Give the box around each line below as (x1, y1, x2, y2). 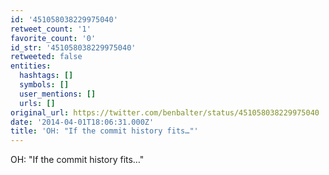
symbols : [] (19, 80, 70, 90)
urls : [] (19, 98, 56, 108)
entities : (10, 61, 52, 71)
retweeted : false (10, 52, 83, 62)
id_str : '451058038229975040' (10, 42, 137, 53)
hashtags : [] (19, 71, 74, 81)
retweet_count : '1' (10, 24, 92, 34)
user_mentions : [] (19, 89, 97, 99)
